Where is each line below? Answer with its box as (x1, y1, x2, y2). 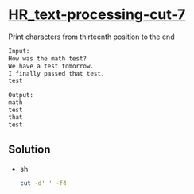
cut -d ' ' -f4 (19, 179, 67, 188)
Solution (8, 143, 51, 157)
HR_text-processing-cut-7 (8, 6, 186, 24)
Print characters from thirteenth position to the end (8, 32, 175, 41)
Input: (8, 47, 30, 55)
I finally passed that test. (8, 69, 105, 77)
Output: (8, 91, 34, 99)
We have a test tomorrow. (8, 62, 94, 70)
